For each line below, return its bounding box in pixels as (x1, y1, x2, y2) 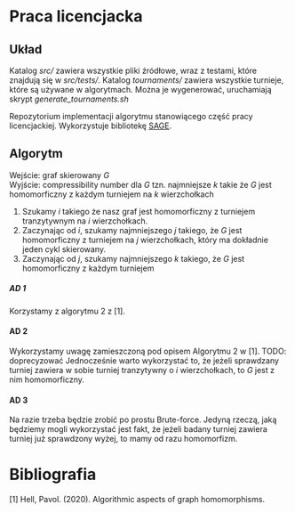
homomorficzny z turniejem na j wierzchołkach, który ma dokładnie (21, 234, 269, 245)
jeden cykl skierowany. (21, 243, 107, 255)
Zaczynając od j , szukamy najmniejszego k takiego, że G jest (21, 253, 245, 264)
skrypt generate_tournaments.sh (9, 94, 129, 104)
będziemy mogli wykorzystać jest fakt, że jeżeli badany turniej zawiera (9, 424, 268, 435)
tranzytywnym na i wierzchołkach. (21, 216, 148, 226)
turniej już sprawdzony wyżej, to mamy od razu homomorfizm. (9, 434, 238, 444)
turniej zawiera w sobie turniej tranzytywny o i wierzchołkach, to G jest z (9, 364, 275, 375)
